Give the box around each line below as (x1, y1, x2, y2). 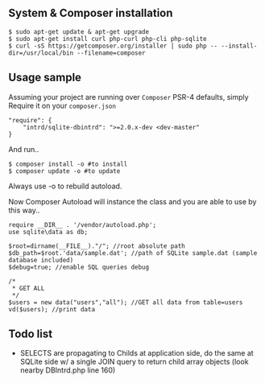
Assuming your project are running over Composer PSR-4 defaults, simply (8, 92, 249, 101)
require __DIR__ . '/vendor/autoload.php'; (8, 220, 157, 229)
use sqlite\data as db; (8, 228, 89, 236)
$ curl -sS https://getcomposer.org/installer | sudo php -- (8, 42, 218, 50)
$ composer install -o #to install (8, 160, 128, 168)
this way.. (8, 205, 40, 215)
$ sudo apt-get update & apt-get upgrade (8, 27, 150, 35)
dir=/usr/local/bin (8, 48, 74, 57)
